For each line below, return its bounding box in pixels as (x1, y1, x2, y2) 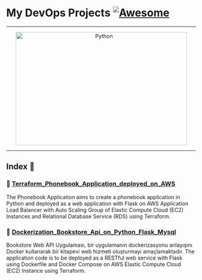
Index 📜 (6, 162, 35, 172)
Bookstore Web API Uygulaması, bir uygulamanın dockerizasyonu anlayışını (6, 241, 192, 249)
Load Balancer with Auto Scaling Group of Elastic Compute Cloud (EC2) (6, 206, 184, 214)
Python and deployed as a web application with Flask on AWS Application (6, 200, 188, 207)
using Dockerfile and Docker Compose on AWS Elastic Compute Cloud (6, 260, 182, 268)
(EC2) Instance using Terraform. (6, 267, 86, 274)
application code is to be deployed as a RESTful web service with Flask (6, 254, 183, 261)
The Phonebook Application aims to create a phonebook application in (6, 193, 180, 200)
